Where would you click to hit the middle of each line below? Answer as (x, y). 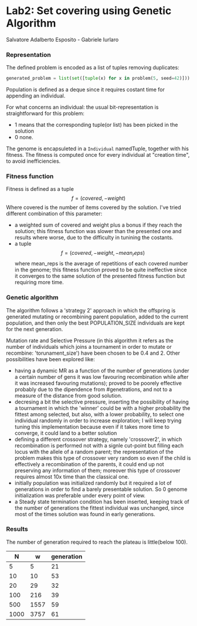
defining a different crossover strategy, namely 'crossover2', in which (98, 439)
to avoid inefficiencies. (33, 161)
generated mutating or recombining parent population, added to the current (97, 317)
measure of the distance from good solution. (68, 395)
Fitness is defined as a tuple (40, 189)
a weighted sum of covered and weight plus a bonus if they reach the (98, 225)
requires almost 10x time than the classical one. (72, 476)
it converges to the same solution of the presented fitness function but (100, 276)
